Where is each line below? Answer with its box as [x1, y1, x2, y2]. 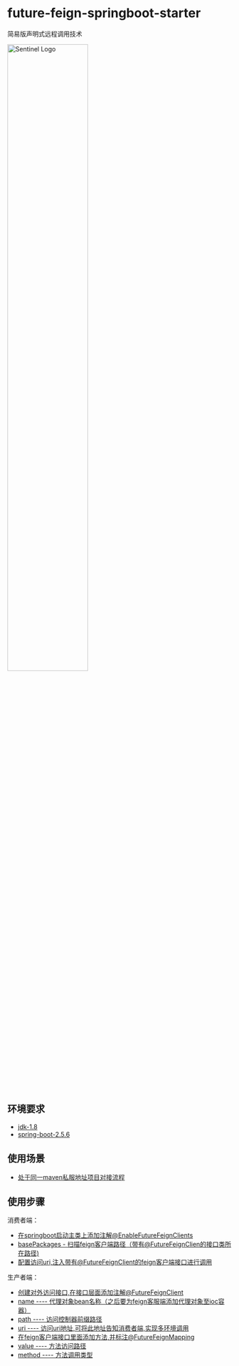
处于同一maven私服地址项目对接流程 [17, 1172, 125, 1181]
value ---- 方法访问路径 [17, 1342, 87, 1350]
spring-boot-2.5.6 [17, 1130, 70, 1138]
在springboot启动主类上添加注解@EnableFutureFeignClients [17, 1231, 193, 1240]
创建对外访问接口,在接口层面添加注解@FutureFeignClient [17, 1288, 184, 1297]
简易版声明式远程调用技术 [7, 29, 83, 38]
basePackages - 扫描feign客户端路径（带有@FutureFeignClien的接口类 [17, 1240, 225, 1249]
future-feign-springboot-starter [7, 5, 201, 21]
